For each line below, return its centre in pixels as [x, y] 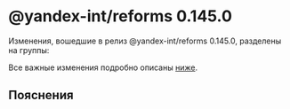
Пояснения [41, 95]
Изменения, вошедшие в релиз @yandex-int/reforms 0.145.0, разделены [145, 41]
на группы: [29, 50]
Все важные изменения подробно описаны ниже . [103, 67]
